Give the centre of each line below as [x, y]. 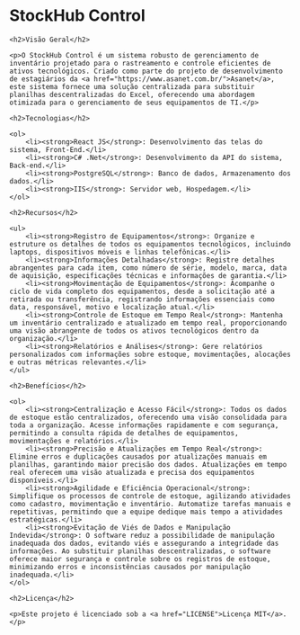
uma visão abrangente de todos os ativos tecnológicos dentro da [134, 331]
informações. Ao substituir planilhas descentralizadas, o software [140, 551]
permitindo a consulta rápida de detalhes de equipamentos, [124, 433]
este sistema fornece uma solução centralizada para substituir [132, 86]
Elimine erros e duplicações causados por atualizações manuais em [138, 456]
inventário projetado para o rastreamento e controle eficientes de [140, 63]
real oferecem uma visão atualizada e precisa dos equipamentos [132, 472]
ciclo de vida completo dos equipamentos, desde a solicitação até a [142, 291]
